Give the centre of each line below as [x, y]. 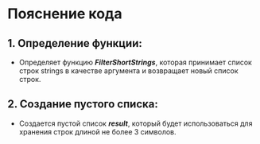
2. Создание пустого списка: [83, 104]
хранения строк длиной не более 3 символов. [97, 131]
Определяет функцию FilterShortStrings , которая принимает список [135, 62]
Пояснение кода [65, 14]
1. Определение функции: [75, 43]
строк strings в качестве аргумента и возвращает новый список [129, 71]
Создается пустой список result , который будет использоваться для [136, 123]
